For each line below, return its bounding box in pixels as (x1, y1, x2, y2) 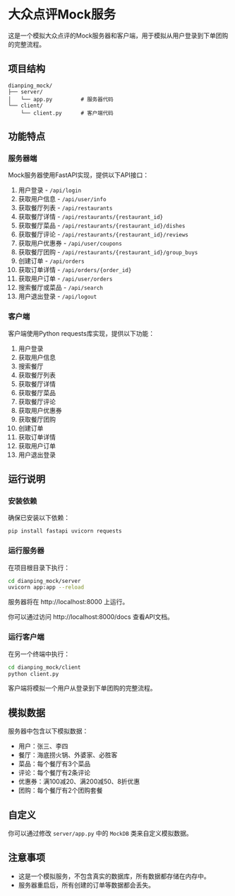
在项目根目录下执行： (8, 563, 70, 572)
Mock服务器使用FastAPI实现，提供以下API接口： (8, 171, 150, 179)
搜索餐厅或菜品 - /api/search (18, 283, 103, 292)
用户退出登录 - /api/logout (18, 292, 97, 301)
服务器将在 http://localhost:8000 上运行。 (8, 598, 129, 606)
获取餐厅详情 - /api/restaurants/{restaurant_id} (18, 212, 164, 221)
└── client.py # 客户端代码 (20, 109, 114, 117)
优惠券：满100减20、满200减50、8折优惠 (18, 777, 140, 786)
